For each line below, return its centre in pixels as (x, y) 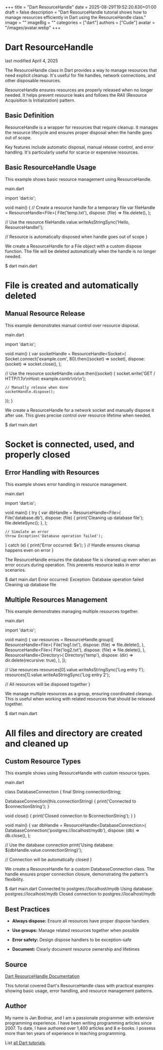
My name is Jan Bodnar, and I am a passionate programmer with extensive (80, 1017)
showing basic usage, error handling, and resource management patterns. (79, 991)
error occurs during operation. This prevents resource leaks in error (73, 565)
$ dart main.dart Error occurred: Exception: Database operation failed (74, 579)
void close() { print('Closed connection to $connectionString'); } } (70, 816)
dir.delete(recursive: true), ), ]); (36, 660)
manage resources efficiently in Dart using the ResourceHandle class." (76, 17)
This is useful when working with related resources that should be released (80, 699)
